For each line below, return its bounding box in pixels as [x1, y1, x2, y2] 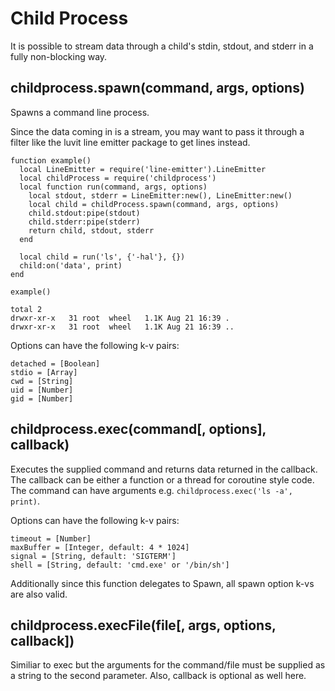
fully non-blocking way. [10, 50, 108, 62]
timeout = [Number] [10, 533, 92, 544]
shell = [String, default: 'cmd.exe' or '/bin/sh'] [10, 560, 230, 570]
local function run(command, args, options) [19, 182, 208, 192]
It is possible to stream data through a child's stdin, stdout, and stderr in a [10, 40, 314, 52]
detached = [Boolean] [10, 358, 101, 369]
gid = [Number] [10, 393, 74, 404]
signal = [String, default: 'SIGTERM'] [10, 551, 177, 561]
